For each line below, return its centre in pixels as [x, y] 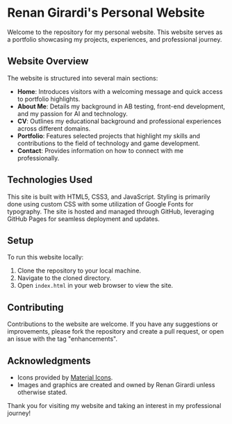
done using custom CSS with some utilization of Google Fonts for [100, 204]
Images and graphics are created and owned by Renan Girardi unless [116, 385]
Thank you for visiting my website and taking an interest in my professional [114, 406]
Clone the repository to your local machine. [79, 271]
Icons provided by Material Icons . [65, 377]
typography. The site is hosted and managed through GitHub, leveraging [111, 211]
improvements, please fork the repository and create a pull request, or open [116, 332]
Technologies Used [50, 180]
